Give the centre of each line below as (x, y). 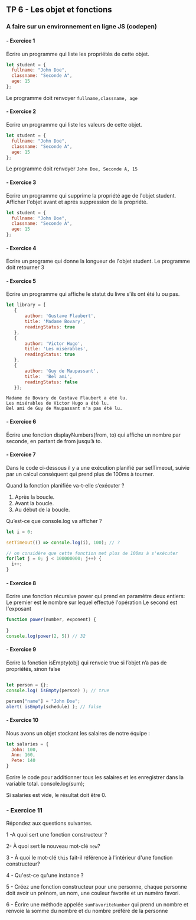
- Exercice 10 (22, 720)
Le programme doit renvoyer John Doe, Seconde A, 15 (72, 169)
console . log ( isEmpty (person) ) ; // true (58, 690)
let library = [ (26, 305)
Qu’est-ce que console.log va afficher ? (54, 521)
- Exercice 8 (21, 583)
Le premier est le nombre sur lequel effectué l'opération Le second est (92, 602)
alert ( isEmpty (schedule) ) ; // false (54, 706)
